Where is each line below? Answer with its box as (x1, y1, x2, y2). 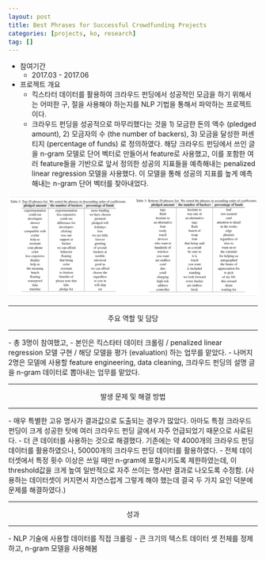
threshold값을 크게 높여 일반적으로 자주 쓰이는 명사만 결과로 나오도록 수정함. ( (8, 465, 249, 475)
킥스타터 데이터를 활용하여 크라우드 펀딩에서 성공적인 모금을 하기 (31, 89, 231, 99)
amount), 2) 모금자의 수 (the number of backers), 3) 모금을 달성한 (31, 129, 240, 138)
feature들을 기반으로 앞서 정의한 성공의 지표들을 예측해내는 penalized (40, 159, 256, 169)
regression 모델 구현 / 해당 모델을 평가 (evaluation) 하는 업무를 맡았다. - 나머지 (8, 348, 253, 358)
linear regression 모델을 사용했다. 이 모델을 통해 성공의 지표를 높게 (31, 169, 238, 178)
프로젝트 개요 (19, 80, 61, 89)
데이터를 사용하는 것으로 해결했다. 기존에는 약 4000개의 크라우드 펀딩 (40, 436, 255, 445)
